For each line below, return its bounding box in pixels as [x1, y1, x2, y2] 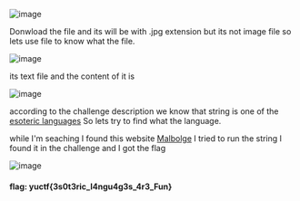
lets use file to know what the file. [9, 36, 135, 46]
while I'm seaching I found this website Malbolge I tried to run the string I [9, 133, 283, 144]
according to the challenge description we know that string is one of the [9, 106, 279, 117]
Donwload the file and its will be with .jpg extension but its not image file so [9, 26, 292, 36]
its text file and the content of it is [9, 71, 135, 81]
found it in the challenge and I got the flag [9, 143, 166, 153]
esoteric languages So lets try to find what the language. [9, 116, 222, 126]
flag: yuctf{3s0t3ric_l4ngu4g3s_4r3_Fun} [9, 181, 173, 192]
